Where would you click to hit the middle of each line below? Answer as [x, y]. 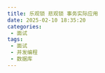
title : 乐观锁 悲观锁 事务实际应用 [53, 14]
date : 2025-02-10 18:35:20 [47, 20]
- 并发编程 [24, 53]
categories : [24, 26]
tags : [15, 40]
